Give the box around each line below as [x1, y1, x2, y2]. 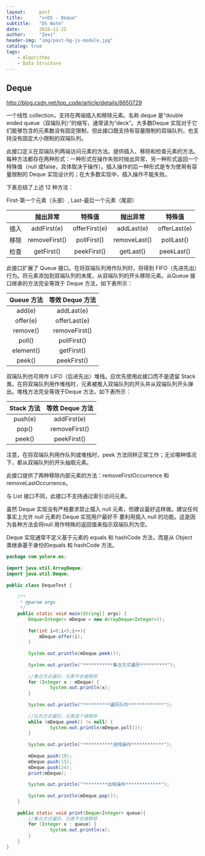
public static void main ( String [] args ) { [17, 610, 127, 617]
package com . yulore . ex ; [6, 554, 67, 560]
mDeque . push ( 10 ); [28, 753, 72, 759]
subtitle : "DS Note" [6, 20, 64, 26]
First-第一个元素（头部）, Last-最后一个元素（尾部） [6, 197, 137, 204]
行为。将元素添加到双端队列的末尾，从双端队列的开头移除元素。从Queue [6, 272, 189, 279]
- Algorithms [17, 54, 51, 61]
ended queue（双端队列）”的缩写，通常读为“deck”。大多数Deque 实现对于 [6, 119, 192, 127]
